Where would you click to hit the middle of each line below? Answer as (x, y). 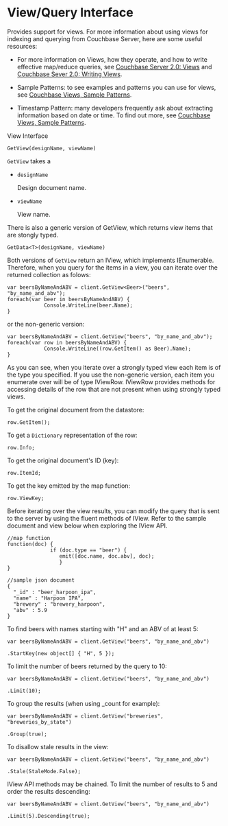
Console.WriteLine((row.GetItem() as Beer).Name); (117, 349)
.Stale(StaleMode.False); (44, 771)
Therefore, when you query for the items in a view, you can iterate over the (112, 267)
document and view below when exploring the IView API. (87, 526)
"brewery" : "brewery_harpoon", (60, 604)
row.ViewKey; (26, 498)
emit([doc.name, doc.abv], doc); (107, 556)
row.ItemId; (24, 473)
